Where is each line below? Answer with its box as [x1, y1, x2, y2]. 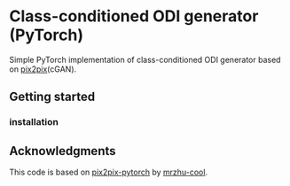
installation [9, 116, 59, 128]
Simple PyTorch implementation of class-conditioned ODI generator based [9, 54, 281, 65]
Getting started [9, 89, 96, 105]
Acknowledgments [9, 143, 117, 159]
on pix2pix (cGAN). [9, 64, 77, 74]
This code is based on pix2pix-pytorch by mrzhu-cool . [9, 167, 208, 178]
